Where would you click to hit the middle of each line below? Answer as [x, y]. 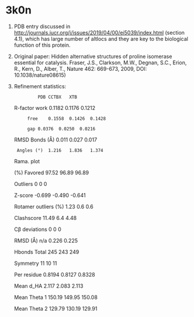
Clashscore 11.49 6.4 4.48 [45, 218]
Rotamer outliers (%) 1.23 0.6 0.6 [54, 206]
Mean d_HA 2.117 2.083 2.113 [49, 286]
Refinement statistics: [40, 86]
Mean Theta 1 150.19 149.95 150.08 [56, 297]
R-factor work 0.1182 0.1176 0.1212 [55, 108]
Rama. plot [27, 161]
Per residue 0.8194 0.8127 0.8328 [54, 274]
